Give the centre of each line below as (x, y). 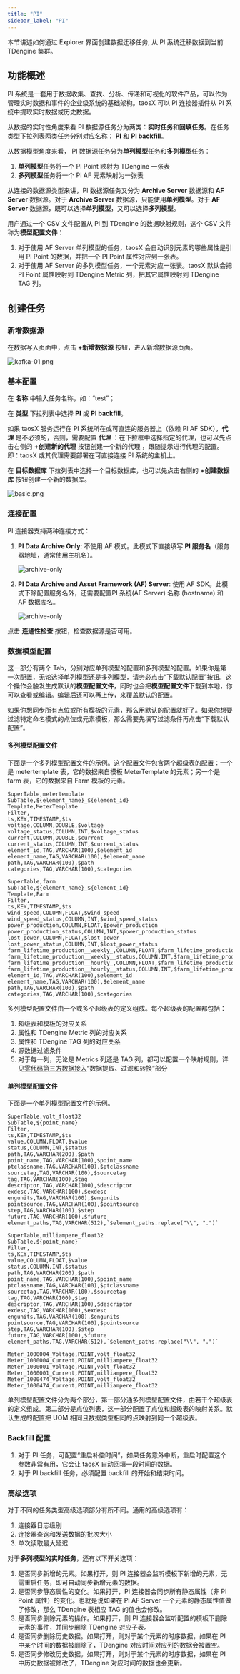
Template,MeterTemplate (43, 807)
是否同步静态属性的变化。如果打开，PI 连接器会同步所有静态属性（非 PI (122, 1591)
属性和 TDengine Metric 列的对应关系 (72, 1033)
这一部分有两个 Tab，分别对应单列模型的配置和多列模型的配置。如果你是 (114, 668)
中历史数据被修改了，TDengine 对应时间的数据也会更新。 (102, 1663)
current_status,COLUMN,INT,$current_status (73, 844)
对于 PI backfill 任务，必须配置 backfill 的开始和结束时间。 (102, 1472)
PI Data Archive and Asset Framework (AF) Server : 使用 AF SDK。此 (120, 584)
